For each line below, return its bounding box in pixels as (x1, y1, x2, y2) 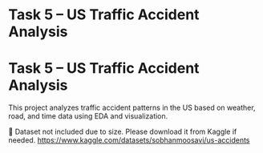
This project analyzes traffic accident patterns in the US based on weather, (8, 103, 256, 113)
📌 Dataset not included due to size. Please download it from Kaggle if (8, 127, 237, 137)
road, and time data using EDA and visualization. (8, 111, 168, 121)
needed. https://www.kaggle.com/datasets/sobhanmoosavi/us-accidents (8, 135, 250, 145)
